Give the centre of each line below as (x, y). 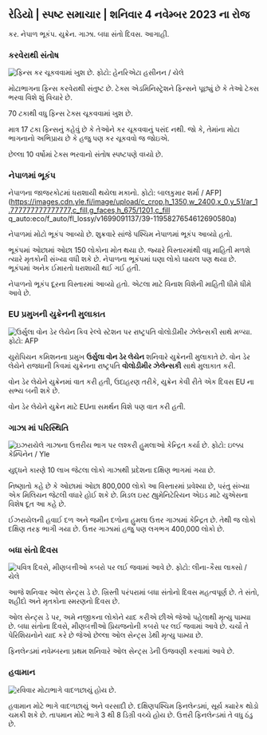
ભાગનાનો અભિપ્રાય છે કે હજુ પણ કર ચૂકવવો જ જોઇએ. (89, 138)
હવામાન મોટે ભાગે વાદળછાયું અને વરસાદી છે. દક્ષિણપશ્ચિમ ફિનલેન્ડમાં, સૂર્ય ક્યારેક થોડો (133, 705)
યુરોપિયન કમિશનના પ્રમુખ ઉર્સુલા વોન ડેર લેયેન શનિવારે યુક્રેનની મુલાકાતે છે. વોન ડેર (130, 357)
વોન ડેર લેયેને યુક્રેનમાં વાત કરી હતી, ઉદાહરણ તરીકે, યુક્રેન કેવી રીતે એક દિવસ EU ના (132, 381)
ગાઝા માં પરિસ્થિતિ (39, 428)
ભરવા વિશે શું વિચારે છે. (41, 97)
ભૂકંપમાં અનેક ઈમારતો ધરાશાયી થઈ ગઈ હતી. (75, 268)
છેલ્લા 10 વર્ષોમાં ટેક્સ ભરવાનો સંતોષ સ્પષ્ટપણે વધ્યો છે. (86, 154)
